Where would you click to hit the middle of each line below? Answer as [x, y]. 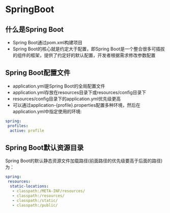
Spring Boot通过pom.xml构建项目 [48, 42]
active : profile [27, 131]
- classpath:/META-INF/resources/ [49, 191]
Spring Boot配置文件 [38, 73]
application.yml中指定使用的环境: [47, 111]
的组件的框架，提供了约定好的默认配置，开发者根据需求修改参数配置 [84, 55]
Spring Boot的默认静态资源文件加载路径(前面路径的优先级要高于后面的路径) [84, 161]
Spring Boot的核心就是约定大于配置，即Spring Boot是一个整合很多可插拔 [89, 49]
